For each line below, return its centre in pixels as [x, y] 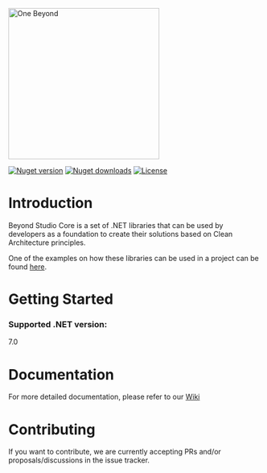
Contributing [52, 429]
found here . [27, 267]
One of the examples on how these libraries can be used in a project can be [133, 258]
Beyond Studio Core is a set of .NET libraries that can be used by [116, 225]
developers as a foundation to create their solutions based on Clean [121, 234]
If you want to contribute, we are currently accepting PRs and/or [115, 452]
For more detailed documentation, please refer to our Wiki [104, 397]
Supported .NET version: [58, 325]
